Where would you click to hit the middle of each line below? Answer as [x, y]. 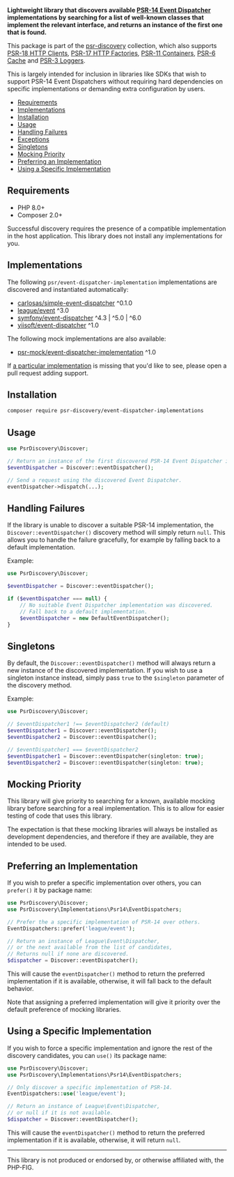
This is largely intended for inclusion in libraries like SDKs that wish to [107, 74]
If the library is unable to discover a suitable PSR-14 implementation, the [111, 525]
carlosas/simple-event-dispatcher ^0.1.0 [75, 303]
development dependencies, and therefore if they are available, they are [111, 837]
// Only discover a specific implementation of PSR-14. [90, 1087]
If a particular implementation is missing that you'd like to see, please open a [117, 366]
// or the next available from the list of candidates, [90, 948]
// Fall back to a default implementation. [84, 611]
